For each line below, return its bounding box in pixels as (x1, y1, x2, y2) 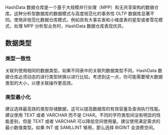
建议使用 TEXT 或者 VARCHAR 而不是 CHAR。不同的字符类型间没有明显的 (5, 112, 156, 118)
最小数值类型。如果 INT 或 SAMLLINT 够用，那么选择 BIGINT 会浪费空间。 (5, 124, 157, 131)
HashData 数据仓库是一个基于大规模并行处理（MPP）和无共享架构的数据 (5, 4, 154, 10)
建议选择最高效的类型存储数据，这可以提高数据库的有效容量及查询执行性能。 (5, 106, 163, 112)
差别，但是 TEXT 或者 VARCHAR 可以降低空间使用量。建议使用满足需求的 (9, 118, 160, 124)
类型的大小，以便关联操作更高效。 (5, 80, 75, 86)
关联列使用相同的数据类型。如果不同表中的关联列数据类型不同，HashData (5, 67, 157, 73)
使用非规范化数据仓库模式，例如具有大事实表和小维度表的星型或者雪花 (13, 17, 158, 22)
